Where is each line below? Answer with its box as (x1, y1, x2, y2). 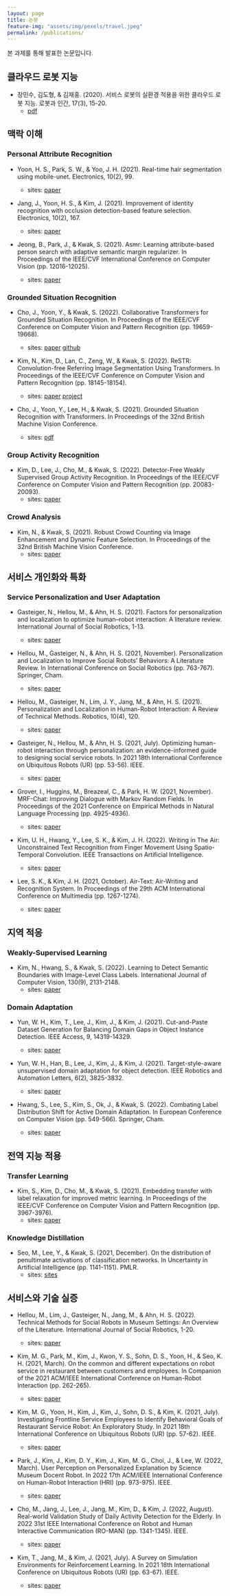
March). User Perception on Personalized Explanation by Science (16, 1464, 202, 1472)
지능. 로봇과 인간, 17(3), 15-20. (24, 99, 108, 107)
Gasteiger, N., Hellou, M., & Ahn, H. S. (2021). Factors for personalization (16, 608, 222, 616)
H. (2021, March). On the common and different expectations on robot (16, 1360, 215, 1368)
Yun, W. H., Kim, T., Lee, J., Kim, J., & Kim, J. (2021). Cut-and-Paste (16, 1018, 208, 1026)
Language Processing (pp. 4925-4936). (16, 809, 130, 818)
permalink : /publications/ (7, 29, 84, 36)
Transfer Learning (7, 1171, 69, 1180)
